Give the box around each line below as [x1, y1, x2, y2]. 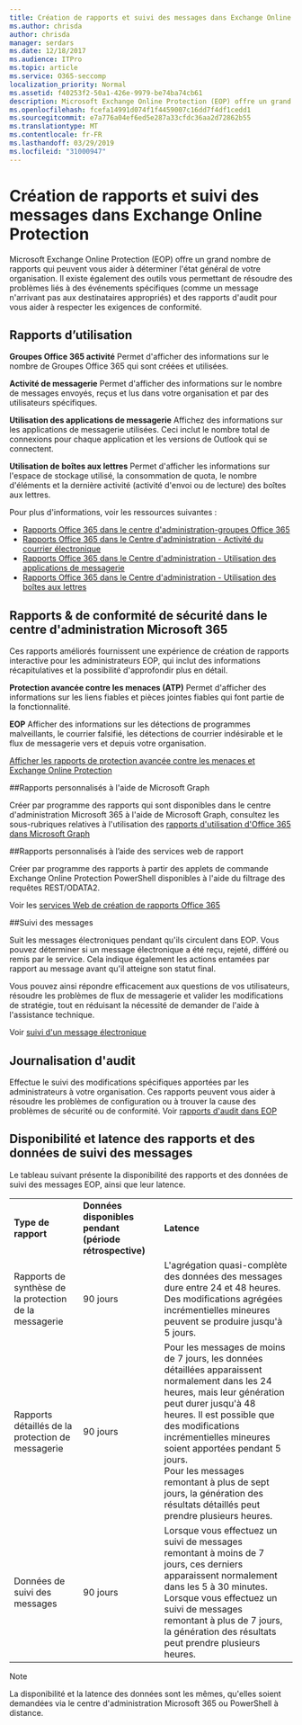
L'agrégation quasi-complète [164, 1258, 288, 1271]
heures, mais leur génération [164, 1386, 285, 1399]
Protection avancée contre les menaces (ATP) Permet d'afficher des [9, 683, 267, 693]
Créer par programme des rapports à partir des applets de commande [9, 863, 269, 874]
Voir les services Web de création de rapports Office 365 [9, 900, 221, 911]
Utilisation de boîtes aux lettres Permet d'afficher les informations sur [9, 460, 271, 472]
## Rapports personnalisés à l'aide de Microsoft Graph [9, 782, 210, 793]
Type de [13, 1216, 49, 1229]
